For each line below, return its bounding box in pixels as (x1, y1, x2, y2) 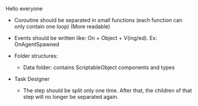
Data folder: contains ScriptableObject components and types (23, 64, 175, 71)
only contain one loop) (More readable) (14, 23, 111, 30)
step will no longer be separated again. (23, 93, 119, 100)
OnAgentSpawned (14, 41, 60, 48)
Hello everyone (5, 5, 43, 12)
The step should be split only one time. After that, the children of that (23, 87, 193, 94)
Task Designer (14, 76, 50, 82)
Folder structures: (14, 52, 58, 59)
